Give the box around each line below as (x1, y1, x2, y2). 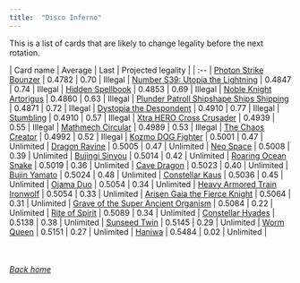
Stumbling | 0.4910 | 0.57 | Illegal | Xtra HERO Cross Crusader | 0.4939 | (9, 112, 276, 123)
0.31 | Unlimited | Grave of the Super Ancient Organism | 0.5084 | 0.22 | (9, 198, 273, 209)
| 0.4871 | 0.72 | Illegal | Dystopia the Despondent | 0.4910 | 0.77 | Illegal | (9, 102, 280, 113)
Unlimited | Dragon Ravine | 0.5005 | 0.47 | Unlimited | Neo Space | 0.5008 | (9, 141, 290, 151)
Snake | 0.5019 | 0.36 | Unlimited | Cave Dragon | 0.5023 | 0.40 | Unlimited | (9, 159, 288, 170)
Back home (9, 264, 52, 275)
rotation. (9, 47, 40, 58)
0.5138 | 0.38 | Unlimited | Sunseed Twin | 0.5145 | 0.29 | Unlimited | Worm (9, 217, 285, 227)
